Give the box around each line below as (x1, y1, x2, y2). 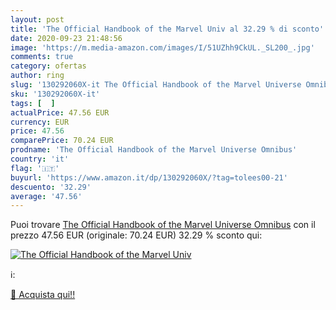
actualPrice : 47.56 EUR (10, 107, 110, 118)
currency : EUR (10, 117, 70, 127)
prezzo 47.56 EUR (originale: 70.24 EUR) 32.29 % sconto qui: (10, 229, 263, 241)
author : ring (10, 71, 65, 81)
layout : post (10, 14, 65, 25)
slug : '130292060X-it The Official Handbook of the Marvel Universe (10, 80, 302, 90)
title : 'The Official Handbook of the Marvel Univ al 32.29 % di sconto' (10, 24, 325, 34)
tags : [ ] (10, 98, 56, 108)
